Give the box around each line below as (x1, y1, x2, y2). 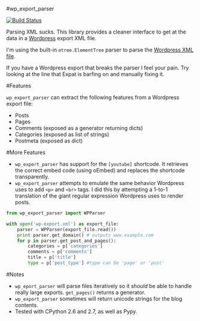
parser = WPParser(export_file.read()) (17, 226, 117, 232)
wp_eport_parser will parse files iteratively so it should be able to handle (14, 282, 192, 289)
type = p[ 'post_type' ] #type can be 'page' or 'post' (28, 260, 165, 266)
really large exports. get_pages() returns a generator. (14, 289, 146, 296)
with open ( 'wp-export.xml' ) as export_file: (6, 221, 119, 227)
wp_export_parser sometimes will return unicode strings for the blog (14, 295, 183, 302)
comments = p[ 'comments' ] (28, 249, 93, 255)
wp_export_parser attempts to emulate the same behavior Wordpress (14, 180, 184, 186)
